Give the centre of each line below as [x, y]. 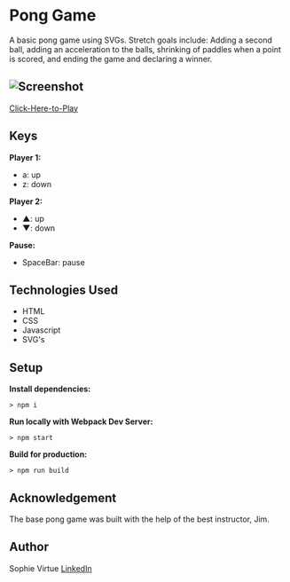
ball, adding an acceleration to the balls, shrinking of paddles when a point [145, 49]
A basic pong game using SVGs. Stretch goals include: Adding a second [141, 40]
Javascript [41, 330]
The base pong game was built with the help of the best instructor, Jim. [140, 519]
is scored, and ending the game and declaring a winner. [111, 59]
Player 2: [26, 201]
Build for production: [48, 454]
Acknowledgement [63, 498]
